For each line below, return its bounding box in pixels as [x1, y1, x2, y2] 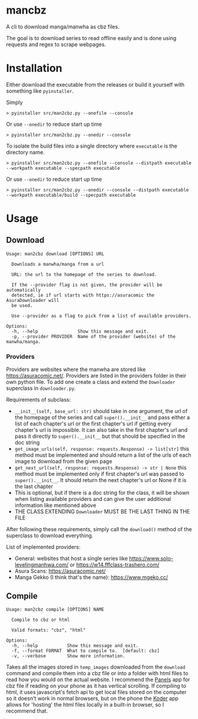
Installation [6, 61, 63, 75]
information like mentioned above [14, 502, 96, 509]
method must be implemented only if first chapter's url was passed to [14, 470, 184, 477]
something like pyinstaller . [6, 87, 74, 95]
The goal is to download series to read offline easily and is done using [6, 34, 177, 41]
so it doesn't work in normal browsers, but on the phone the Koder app [6, 695, 179, 702]
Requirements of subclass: [6, 396, 71, 404]
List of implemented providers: [6, 544, 81, 551]
